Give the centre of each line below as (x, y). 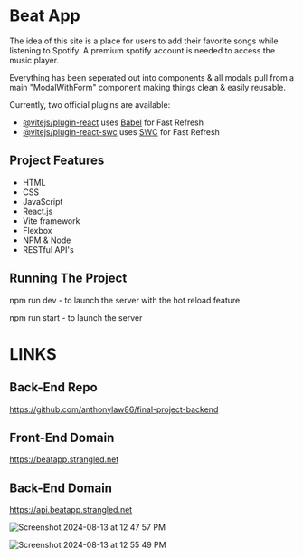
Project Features (57, 161)
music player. (34, 60)
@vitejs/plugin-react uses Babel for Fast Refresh (113, 122)
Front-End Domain (62, 437)
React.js (38, 211)
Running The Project (68, 279)
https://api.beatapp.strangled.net (71, 510)
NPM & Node (47, 240)
